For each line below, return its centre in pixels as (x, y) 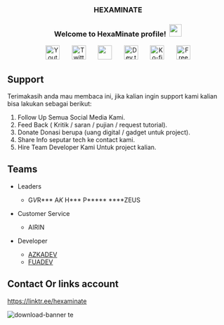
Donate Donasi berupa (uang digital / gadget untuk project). (104, 132)
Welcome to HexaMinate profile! (110, 34)
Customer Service (44, 213)
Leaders (29, 186)
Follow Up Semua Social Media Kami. (71, 117)
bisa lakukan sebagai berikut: (50, 104)
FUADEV (40, 262)
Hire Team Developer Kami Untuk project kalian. (87, 147)
